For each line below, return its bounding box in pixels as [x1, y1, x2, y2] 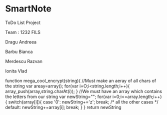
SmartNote [5, 3, 51, 14]
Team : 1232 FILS [5, 29, 41, 35]
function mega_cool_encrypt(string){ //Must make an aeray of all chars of [5, 77, 156, 83]
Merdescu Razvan [5, 58, 42, 64]
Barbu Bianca [5, 48, 33, 54]
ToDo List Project [5, 19, 41, 25]
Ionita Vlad [5, 68, 27, 74]
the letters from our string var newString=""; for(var [5, 93, 111, 99]
